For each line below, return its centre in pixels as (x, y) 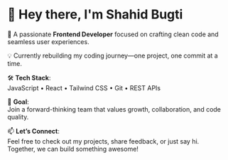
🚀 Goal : (18, 102)
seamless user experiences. (49, 41)
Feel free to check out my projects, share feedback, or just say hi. (103, 141)
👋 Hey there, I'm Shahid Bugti (95, 15)
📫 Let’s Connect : (34, 131)
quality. (18, 117)
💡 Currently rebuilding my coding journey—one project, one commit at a (113, 55)
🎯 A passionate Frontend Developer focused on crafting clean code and (113, 34)
